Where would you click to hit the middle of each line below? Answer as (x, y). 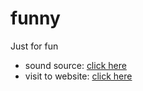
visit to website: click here (78, 76)
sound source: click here (75, 65)
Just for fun (34, 46)
